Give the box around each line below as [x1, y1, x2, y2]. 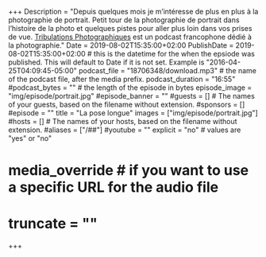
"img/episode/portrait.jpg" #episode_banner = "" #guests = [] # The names [8, 92, 256, 100]
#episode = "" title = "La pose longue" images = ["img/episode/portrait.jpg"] [8, 108, 258, 118]
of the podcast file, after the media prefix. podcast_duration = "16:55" [8, 75, 236, 84]
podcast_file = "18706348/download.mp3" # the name [78, 66, 256, 75]
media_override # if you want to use [8, 162, 249, 180]
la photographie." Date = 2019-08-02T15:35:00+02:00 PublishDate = [8, 41, 234, 50]
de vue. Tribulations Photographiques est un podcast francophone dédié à [8, 32, 253, 41]
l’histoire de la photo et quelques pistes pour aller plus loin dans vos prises [8, 24, 253, 33]
